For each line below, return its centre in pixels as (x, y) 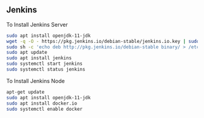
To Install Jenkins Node (36, 80)
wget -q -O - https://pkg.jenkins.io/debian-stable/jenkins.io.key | (96, 41)
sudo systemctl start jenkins (45, 64)
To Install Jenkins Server (37, 24)
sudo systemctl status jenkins (46, 70)
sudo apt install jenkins (39, 58)
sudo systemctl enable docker (45, 109)
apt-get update (25, 92)
